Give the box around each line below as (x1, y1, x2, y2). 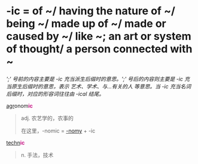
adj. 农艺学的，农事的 (20, 115, 74, 122)
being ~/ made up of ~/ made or (6, 17, 166, 30)
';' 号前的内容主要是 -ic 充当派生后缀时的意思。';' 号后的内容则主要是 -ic (6, 75, 184, 82)
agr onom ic (6, 102, 33, 109)
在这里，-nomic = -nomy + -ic (20, 127, 96, 134)
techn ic (6, 139, 25, 146)
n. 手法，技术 (20, 151, 54, 159)
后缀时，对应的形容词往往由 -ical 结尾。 (6, 90, 105, 97)
